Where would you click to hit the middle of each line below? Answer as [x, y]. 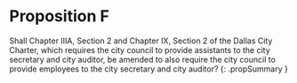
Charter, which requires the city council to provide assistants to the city [140, 49]
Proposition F [59, 16]
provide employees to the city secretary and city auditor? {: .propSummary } [149, 69]
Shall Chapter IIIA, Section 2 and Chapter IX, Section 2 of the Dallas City [141, 41]
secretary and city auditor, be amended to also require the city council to [142, 59]
